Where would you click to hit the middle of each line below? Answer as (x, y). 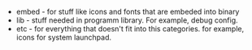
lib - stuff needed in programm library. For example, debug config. (127, 20)
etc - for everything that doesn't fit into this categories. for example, (130, 29)
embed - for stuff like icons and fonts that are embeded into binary (128, 12)
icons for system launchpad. (64, 37)
